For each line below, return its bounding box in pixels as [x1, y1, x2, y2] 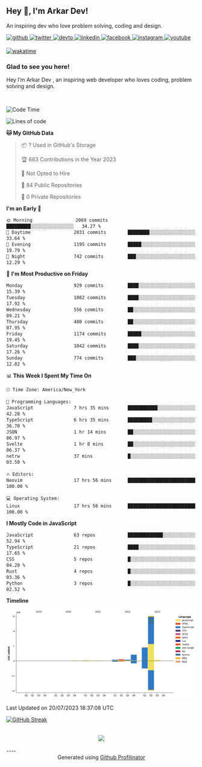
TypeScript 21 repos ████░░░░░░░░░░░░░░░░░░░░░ [6, 544, 196, 550]
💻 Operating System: [6, 496, 60, 502]
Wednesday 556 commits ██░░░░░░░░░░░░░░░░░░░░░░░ [6, 307, 196, 313]
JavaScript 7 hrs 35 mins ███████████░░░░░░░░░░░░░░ [6, 405, 196, 411]
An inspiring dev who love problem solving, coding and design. [6, 22, 163, 29]
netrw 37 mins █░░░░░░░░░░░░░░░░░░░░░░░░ [6, 454, 196, 460]
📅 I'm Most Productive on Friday [6, 270, 89, 278]
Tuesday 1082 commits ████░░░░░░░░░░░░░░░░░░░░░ [6, 295, 196, 301]
